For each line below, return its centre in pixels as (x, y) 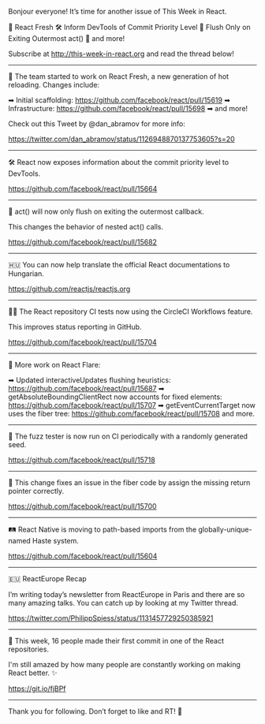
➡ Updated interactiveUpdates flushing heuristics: (90, 380)
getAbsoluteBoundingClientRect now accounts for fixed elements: (115, 397)
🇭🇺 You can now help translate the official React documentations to (119, 265)
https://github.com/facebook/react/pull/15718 (82, 460)
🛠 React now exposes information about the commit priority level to (119, 162)
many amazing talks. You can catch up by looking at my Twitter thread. (123, 603)
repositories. (29, 649)
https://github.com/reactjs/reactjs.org (69, 289)
